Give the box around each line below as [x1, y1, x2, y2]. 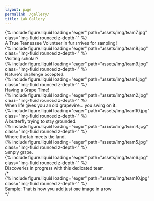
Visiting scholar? [5, 56, 39, 62]
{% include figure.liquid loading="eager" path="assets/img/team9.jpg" [5, 61, 148, 67]
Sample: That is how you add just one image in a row [5, 186, 112, 192]
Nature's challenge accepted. [5, 72, 65, 77]
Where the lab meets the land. [5, 134, 66, 140]
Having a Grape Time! [5, 87, 50, 93]
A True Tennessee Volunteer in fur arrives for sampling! [5, 40, 117, 46]
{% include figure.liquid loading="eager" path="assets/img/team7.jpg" [5, 30, 147, 36]
